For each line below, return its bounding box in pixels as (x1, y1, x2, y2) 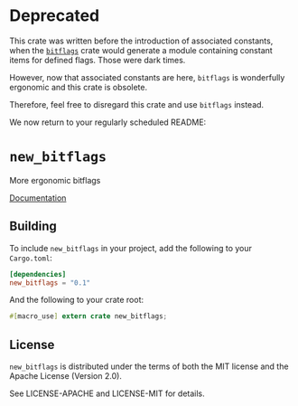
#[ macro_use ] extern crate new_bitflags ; (9, 312, 168, 321)
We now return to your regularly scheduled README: (9, 117, 207, 127)
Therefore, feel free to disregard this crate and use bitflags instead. (9, 99, 265, 109)
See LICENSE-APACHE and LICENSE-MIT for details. (9, 388, 205, 399)
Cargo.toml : (9, 252, 52, 263)
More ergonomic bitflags (9, 175, 101, 185)
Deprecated (9, 5, 100, 26)
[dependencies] (9, 269, 67, 279)
